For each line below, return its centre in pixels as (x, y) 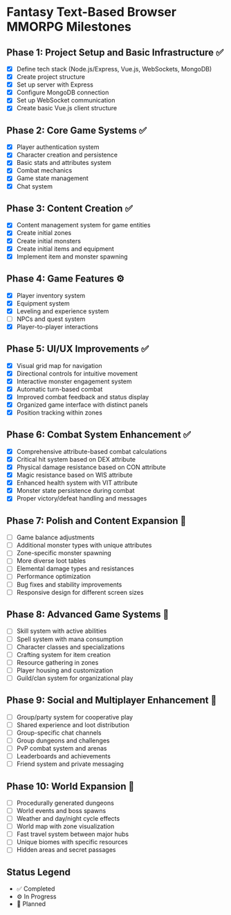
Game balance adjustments (55, 537)
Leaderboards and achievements (64, 756)
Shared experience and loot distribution (73, 724)
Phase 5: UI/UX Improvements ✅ (78, 349)
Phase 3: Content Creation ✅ (70, 208)
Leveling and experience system (63, 311)
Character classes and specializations (71, 647)
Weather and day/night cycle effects (68, 819)
